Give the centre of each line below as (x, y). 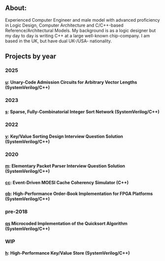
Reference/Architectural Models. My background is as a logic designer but (81, 30)
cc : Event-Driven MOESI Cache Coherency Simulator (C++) (67, 182)
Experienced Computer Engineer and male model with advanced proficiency (82, 20)
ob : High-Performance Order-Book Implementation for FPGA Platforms (79, 194)
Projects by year (31, 56)
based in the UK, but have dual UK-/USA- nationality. (59, 41)
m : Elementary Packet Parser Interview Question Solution (65, 166)
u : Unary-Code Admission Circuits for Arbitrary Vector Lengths (71, 82)
